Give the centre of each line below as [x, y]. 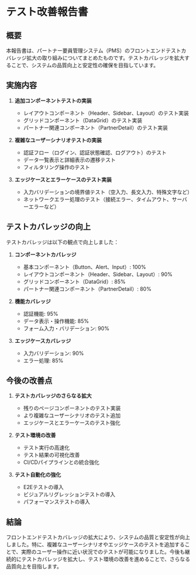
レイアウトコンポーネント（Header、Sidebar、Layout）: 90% [98, 274]
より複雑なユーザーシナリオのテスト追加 [72, 415]
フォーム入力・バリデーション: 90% [66, 328]
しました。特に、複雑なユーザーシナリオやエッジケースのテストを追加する [96, 545]
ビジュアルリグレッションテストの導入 [69, 494]
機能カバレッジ [32, 301]
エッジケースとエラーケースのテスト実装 [63, 180]
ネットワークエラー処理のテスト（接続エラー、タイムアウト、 [97, 199]
